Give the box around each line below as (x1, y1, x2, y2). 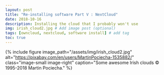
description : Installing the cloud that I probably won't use (5, 21, 138, 26)
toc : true (5, 35, 26, 40)
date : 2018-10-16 (5, 16, 42, 21)
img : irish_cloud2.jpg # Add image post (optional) (5, 26, 116, 31)
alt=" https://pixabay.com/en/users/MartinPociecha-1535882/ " (5, 54, 134, 60)
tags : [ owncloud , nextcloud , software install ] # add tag (5, 30, 129, 35)
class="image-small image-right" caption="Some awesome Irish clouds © (5, 59, 159, 65)
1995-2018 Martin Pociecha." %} (5, 64, 73, 70)
